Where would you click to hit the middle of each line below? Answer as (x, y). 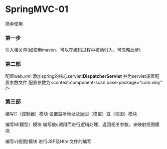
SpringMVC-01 (37, 9)
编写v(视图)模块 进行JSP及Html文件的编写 (48, 141)
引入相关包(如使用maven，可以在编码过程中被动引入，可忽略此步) (73, 50)
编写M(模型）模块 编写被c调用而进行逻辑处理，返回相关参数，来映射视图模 (82, 124)
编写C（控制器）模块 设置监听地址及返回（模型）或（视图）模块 (71, 113)
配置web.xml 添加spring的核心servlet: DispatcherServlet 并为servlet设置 (80, 76)
